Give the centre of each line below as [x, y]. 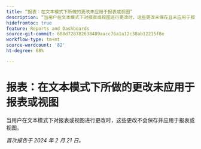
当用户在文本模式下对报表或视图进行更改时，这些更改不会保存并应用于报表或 [100, 120]
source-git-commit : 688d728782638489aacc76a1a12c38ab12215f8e [85, 34]
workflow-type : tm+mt [33, 39]
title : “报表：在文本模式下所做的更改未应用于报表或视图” [69, 12]
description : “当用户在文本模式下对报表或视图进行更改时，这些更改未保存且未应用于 [98, 17]
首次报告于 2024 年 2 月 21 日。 [45, 140]
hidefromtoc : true [29, 23]
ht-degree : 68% [25, 51]
